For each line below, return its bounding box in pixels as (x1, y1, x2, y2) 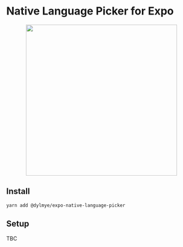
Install (6, 186, 30, 197)
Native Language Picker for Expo (6, 4, 174, 18)
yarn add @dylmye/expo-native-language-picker (6, 202, 126, 208)
